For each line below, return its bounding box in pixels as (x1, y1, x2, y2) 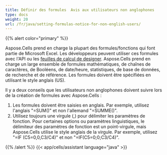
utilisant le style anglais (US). (5, 77, 66, 83)
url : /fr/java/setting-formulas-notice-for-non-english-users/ (5, 21, 141, 27)
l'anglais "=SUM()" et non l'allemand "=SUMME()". (12, 108, 118, 114)
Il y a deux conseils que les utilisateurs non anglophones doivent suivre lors (5, 87, 162, 93)
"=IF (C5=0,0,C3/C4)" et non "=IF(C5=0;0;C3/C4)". (12, 134, 120, 140)
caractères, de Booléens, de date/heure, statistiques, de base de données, (5, 67, 160, 73)
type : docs (5, 12, 28, 17)
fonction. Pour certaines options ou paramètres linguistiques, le (12, 118, 145, 124)
